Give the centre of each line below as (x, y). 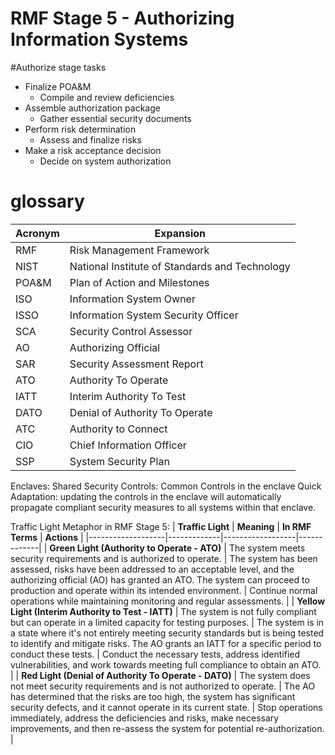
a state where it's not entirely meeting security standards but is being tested (167, 633)
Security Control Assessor (131, 331)
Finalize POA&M (58, 86)
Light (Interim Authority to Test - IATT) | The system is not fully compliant (163, 611)
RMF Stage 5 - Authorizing (122, 18)
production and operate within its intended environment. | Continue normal (164, 590)
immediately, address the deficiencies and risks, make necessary (145, 718)
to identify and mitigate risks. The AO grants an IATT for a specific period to (166, 643)
